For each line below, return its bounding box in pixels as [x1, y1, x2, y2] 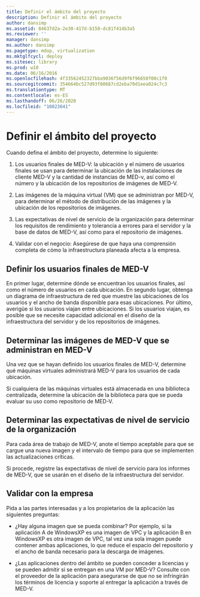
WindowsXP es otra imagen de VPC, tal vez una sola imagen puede [14, 535, 181, 542]
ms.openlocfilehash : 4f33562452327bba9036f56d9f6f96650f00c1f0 [6, 76, 168, 82]
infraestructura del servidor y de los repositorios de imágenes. [6, 318, 160, 325]
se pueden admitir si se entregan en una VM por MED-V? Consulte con [14, 566, 190, 573]
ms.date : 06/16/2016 [6, 70, 58, 76]
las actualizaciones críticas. [6, 453, 75, 460]
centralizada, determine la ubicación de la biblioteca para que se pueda [6, 391, 183, 399]
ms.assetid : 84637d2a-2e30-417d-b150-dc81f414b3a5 [6, 25, 135, 32]
